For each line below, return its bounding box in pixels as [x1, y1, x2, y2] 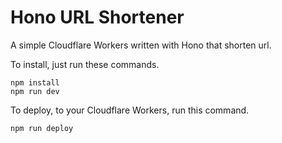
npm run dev [10, 86, 60, 96]
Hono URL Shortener [10, 6, 185, 29]
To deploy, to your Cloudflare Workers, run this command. [10, 104, 250, 116]
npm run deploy [10, 123, 74, 133]
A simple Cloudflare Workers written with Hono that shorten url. [10, 39, 272, 51]
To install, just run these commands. [10, 58, 160, 70]
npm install [10, 77, 60, 88]
